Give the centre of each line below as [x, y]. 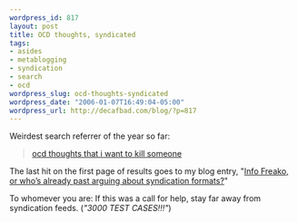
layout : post [34, 26]
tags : [20, 43]
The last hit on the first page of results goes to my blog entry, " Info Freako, [149, 171]
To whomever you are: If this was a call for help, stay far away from [135, 198]
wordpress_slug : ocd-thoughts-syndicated [89, 93]
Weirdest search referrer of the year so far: [90, 136]
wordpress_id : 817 [44, 18]
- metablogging [38, 60]
